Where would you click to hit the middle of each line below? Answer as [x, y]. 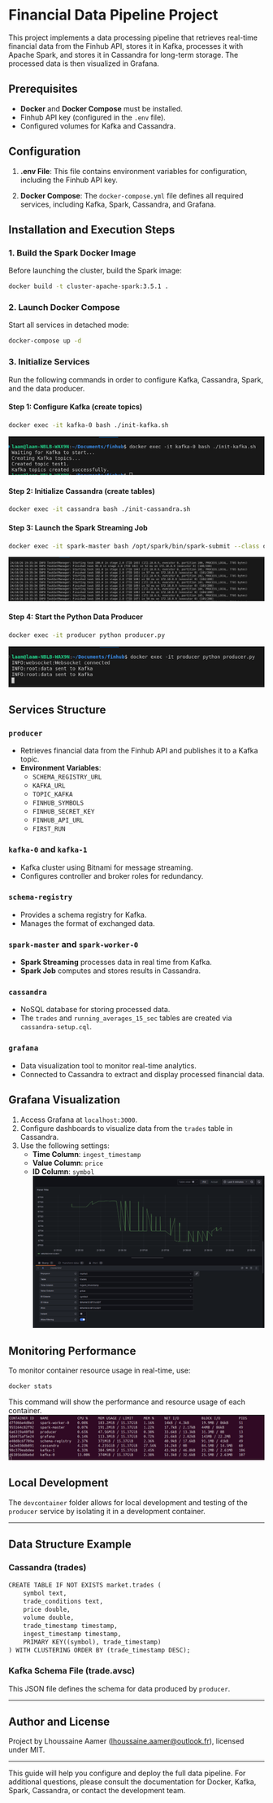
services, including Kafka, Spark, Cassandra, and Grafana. [118, 204]
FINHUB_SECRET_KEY [63, 812]
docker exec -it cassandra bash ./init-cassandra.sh [100, 509]
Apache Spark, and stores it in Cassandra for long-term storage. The [123, 55]
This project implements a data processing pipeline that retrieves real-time [133, 37]
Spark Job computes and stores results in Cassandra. [110, 971]
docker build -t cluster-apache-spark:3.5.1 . [89, 286]
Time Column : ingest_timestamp [87, 1154]
